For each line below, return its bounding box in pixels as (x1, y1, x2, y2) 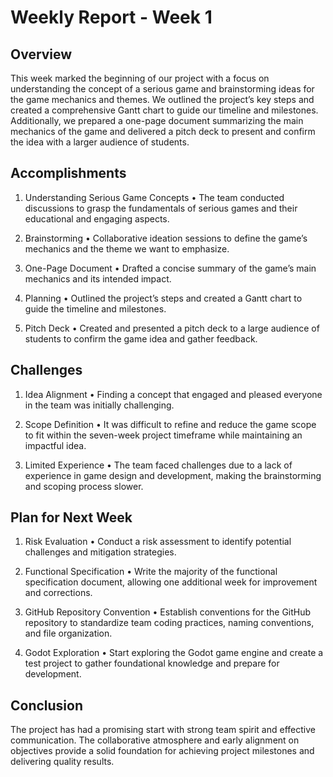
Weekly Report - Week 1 (10, 6, 213, 29)
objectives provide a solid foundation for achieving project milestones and (10, 745, 315, 757)
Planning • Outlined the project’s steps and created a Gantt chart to (24, 292, 303, 304)
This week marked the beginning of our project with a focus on (10, 72, 270, 84)
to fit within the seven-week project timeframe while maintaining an (24, 429, 303, 441)
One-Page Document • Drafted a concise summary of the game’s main (24, 262, 317, 274)
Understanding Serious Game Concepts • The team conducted (24, 191, 285, 203)
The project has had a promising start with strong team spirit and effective (10, 724, 316, 736)
